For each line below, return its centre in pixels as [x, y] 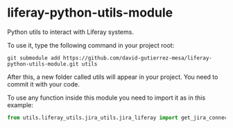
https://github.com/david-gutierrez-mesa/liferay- [138, 58]
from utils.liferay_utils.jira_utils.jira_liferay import [93, 118]
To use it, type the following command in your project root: [91, 45]
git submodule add [34, 58]
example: [20, 104]
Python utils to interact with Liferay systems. [70, 32]
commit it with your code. [44, 84]
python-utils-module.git [43, 64]
